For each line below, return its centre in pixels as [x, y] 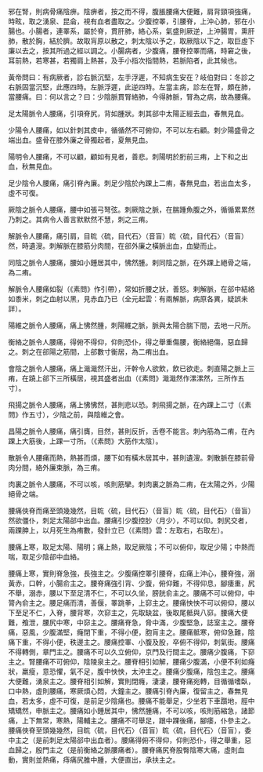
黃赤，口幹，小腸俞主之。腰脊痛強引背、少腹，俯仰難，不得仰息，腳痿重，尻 [131, 583]
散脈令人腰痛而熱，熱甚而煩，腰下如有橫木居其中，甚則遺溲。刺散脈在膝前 [128, 458]
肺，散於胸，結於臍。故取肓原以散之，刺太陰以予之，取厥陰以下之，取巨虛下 [131, 41]
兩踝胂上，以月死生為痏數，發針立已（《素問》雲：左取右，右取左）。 [118, 530]
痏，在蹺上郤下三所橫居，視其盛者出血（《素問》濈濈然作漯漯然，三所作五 [126, 378]
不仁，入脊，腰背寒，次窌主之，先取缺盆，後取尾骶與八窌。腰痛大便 [138, 613]
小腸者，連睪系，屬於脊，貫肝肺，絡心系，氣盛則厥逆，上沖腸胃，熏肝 [142, 31]
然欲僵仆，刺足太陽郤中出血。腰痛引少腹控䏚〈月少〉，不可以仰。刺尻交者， [130, 521]
